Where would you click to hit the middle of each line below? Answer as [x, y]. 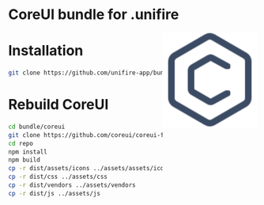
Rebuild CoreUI [58, 105]
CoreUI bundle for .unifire [94, 15]
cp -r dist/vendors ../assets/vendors [72, 185]
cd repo [21, 143]
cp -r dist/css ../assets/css [58, 177]
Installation [46, 51]
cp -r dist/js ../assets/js [55, 193]
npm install [28, 152]
